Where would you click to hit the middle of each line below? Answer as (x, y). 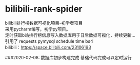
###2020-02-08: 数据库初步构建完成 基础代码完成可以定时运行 (68, 57)
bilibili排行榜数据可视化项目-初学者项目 (44, 23)
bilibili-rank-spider (44, 9)
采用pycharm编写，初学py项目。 (38, 29)
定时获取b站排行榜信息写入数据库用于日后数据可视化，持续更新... (70, 35)
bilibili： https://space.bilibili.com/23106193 (48, 47)
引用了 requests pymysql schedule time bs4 (49, 41)
